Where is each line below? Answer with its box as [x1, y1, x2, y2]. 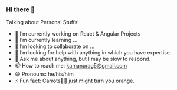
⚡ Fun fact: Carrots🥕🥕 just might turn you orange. [14, 77, 135, 85]
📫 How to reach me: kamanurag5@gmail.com [14, 62, 127, 69]
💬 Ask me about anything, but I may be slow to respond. [14, 56, 151, 63]
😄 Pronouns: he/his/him [14, 70, 74, 78]
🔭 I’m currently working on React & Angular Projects [14, 30, 141, 37]
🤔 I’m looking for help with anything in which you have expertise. [14, 49, 172, 56]
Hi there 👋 [6, 5, 35, 14]
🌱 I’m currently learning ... [14, 37, 78, 44]
